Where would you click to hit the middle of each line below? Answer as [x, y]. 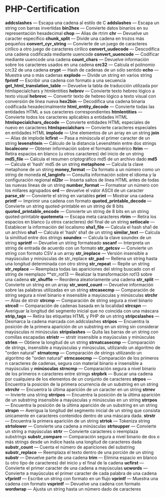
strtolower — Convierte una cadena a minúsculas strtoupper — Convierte [81, 426]
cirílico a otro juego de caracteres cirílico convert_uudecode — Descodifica [82, 49]
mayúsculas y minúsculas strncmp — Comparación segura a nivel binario [81, 368]
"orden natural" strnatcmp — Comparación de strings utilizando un [73, 353]
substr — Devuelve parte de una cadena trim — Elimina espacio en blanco [81, 458]
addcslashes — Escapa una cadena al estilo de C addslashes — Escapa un [82, 23]
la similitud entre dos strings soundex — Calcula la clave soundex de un [78, 237]
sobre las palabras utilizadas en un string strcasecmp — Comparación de [80, 290]
